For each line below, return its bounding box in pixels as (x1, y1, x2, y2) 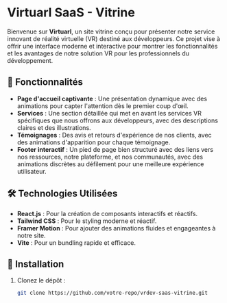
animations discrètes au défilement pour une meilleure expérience (16, 159, 204, 168)
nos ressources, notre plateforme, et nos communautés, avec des (16, 153, 204, 161)
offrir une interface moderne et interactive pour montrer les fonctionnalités (7, 42, 218, 50)
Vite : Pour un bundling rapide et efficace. (16, 238, 136, 247)
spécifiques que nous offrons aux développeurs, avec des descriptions (16, 116, 218, 124)
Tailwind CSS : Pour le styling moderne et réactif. (16, 217, 157, 225)
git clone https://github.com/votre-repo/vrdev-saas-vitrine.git (16, 289, 208, 297)
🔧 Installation (7, 258, 64, 269)
